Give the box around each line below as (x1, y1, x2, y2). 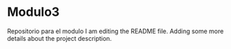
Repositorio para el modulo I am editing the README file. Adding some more (7, 27, 224, 35)
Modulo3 (7, 4, 60, 20)
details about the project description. (7, 34, 112, 42)
